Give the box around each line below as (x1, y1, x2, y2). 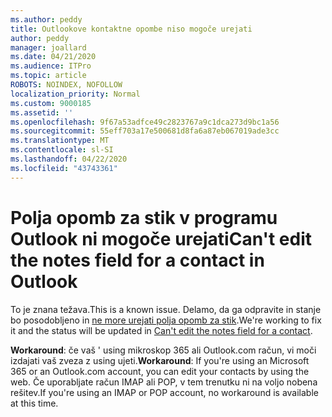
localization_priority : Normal (10, 89, 141, 99)
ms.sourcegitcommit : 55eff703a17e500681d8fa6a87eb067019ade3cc (10, 126, 280, 136)
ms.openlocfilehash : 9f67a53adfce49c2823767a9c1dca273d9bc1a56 (10, 117, 280, 127)
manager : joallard (10, 42, 87, 53)
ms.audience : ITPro (10, 61, 92, 71)
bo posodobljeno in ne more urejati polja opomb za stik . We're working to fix (10, 314, 322, 326)
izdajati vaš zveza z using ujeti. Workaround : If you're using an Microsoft (10, 354, 310, 366)
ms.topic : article (10, 71, 87, 81)
